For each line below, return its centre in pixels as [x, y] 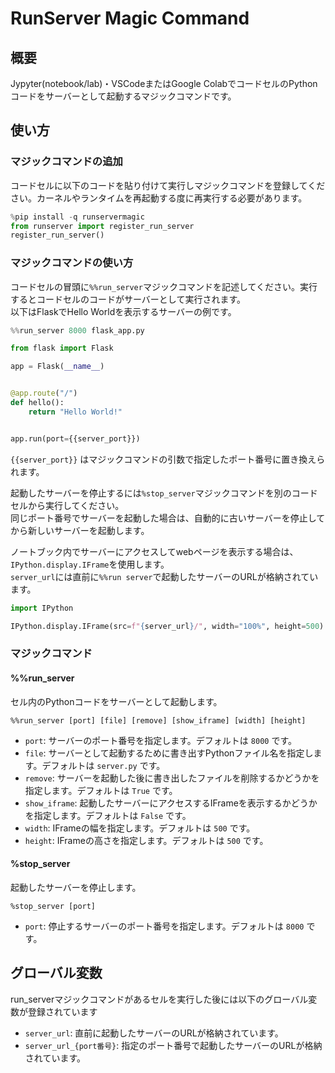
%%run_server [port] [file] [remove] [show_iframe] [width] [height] [158, 720]
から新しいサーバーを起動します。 [80, 530]
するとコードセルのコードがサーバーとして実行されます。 [128, 299]
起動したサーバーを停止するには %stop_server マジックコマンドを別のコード [164, 493]
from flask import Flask [62, 348]
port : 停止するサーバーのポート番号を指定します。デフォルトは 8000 [164, 926]
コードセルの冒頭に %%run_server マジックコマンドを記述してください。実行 [164, 286]
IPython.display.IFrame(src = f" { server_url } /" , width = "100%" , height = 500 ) [167, 626]
